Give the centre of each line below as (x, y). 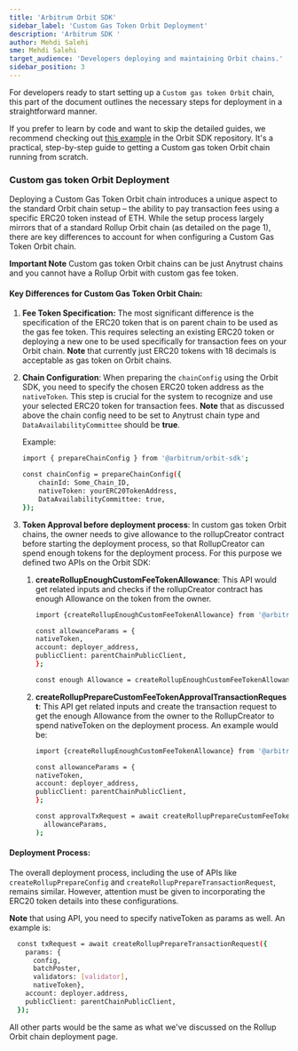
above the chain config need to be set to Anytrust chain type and (141, 415)
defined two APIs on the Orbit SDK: (86, 562)
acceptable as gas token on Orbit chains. (97, 360)
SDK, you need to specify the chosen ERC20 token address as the (143, 387)
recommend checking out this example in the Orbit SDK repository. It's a (141, 138)
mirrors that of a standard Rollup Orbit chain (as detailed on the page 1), (140, 228)
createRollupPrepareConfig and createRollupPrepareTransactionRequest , (143, 882)
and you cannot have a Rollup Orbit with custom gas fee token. (124, 273)
